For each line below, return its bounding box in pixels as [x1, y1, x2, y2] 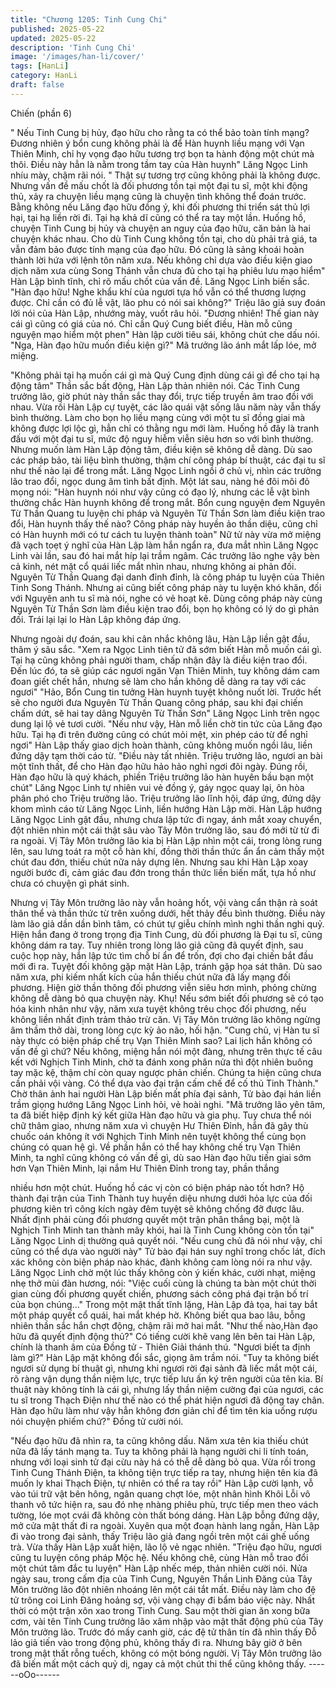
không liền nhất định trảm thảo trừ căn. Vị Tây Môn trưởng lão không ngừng [10, 1013, 321, 1025]
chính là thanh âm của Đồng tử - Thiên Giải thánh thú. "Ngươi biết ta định [10, 1341, 311, 1353]
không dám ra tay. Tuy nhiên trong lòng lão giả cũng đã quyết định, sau [10, 939, 304, 951]
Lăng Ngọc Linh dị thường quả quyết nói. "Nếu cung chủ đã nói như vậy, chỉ [10, 1234, 323, 1246]
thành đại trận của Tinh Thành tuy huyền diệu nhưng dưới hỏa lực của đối [10, 1192, 313, 1204]
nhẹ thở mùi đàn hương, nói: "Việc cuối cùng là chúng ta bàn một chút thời [10, 1277, 317, 1289]
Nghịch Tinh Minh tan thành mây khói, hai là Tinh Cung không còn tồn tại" [10, 1224, 315, 1236]
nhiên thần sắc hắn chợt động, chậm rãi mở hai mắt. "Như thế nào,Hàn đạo [10, 1319, 318, 1331]
